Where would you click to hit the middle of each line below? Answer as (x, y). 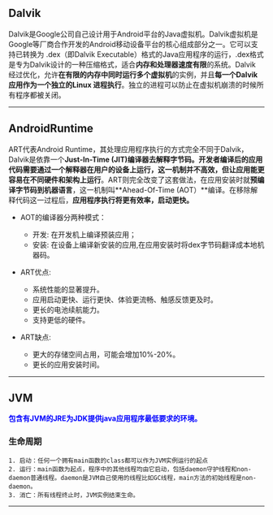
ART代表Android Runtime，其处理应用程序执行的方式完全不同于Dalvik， (128, 149)
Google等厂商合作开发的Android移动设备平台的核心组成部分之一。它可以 (130, 44)
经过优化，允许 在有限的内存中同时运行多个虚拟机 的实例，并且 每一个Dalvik (133, 74)
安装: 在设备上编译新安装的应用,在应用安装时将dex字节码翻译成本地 (145, 245)
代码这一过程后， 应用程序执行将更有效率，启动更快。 (104, 200)
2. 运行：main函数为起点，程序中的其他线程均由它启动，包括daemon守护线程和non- (130, 469)
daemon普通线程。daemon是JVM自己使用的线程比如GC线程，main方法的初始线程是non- (133, 478)
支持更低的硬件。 (61, 319)
